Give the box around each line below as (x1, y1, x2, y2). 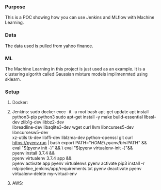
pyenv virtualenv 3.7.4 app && (12, 155, 72, 161)
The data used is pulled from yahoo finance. (5, 43, 94, 49)
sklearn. (5, 76, 21, 82)
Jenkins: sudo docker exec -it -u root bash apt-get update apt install (12, 109, 149, 115)
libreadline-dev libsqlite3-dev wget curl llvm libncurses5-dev (12, 124, 134, 130)
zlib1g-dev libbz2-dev (21, 119, 64, 125)
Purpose (5, 3, 26, 10)
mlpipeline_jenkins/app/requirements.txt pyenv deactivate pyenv (12, 166, 142, 172)
